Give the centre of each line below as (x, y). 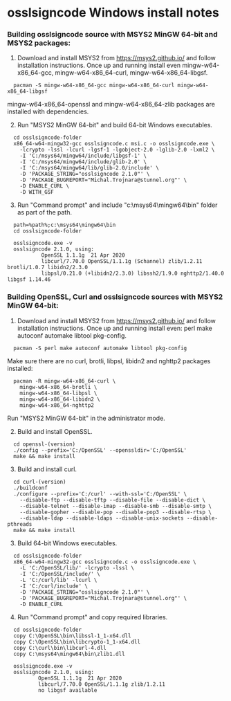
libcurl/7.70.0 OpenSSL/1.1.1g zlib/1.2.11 (102, 684)
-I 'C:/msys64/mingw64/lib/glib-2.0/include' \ (89, 168)
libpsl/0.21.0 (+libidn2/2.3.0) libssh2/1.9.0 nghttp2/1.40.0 (133, 274)
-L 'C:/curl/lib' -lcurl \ (58, 580)
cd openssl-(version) (45, 444)
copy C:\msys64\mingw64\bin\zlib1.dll (70, 654)
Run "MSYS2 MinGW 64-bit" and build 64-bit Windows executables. (115, 125)
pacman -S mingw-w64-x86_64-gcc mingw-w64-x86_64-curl (94, 85)
